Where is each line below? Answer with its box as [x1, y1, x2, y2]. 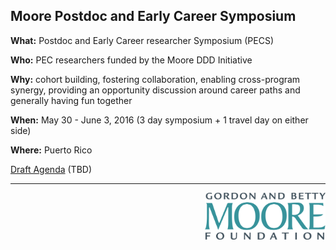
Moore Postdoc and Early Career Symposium [10, 8, 297, 25]
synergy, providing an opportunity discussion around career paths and [10, 84, 301, 96]
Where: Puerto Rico [10, 144, 93, 156]
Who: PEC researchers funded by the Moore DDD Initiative [10, 54, 253, 66]
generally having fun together [10, 94, 133, 106]
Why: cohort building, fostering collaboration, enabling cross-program [10, 73, 301, 85]
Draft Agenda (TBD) [10, 163, 93, 175]
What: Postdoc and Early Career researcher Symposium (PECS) [10, 34, 275, 46]
